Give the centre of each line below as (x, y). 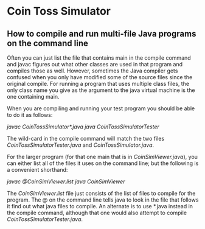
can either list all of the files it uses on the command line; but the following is (103, 163)
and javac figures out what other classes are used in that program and (95, 64)
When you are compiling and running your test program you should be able (101, 108)
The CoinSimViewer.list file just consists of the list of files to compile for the (101, 193)
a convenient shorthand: (37, 170)
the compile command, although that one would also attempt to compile (97, 213)
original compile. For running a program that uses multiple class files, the (98, 84)
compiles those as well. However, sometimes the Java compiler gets (92, 71)
